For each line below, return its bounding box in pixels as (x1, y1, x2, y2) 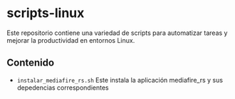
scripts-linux (6, 5, 85, 21)
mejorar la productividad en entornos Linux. (6, 36, 135, 44)
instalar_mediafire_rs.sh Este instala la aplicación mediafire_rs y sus (16, 75, 224, 84)
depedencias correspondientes (16, 83, 109, 92)
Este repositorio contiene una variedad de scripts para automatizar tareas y (6, 28, 228, 37)
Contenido (6, 57, 55, 69)
